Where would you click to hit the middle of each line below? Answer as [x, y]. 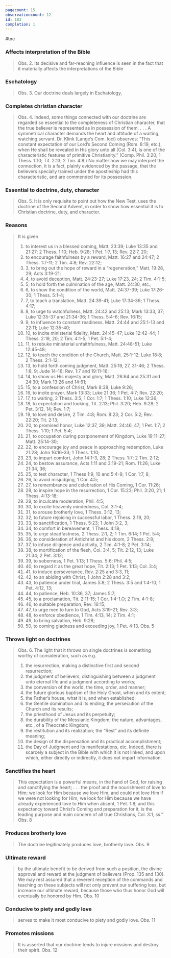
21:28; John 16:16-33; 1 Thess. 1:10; [62, 452]
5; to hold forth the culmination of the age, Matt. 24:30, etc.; [88, 284]
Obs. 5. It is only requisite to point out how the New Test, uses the [87, 201]
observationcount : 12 [28, 15]
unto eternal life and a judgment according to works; [80, 682]
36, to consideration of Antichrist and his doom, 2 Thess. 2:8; [90, 539]
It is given [28, 236]
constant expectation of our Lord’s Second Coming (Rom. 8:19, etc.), [90, 144]
